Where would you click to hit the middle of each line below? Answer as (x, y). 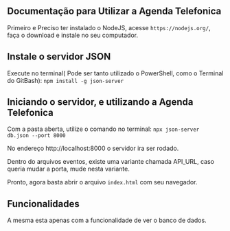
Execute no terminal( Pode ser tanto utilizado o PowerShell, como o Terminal (115, 73)
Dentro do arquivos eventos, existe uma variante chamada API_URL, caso (111, 162)
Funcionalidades (44, 204)
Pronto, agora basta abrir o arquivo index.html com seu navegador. (102, 182)
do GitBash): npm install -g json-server (66, 80)
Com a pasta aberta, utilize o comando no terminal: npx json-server (103, 129)
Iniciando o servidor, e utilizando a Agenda (100, 102)
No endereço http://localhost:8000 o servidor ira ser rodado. (93, 148)
